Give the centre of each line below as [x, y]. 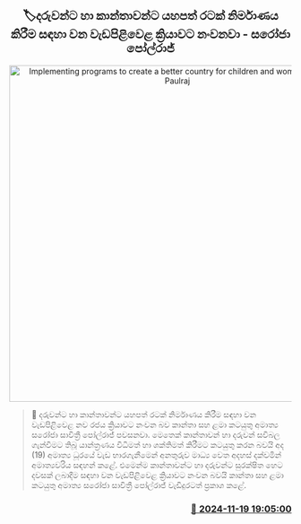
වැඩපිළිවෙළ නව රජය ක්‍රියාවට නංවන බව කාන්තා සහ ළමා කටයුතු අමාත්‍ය [155, 424]
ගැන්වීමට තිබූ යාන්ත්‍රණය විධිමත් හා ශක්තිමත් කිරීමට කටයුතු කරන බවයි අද [157, 444]
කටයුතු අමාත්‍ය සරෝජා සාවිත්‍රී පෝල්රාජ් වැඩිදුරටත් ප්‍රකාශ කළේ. [139, 485]
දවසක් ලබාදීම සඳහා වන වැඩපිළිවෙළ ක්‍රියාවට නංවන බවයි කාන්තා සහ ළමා [157, 475]
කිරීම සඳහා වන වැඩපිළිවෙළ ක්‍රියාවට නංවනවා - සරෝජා [150, 35]
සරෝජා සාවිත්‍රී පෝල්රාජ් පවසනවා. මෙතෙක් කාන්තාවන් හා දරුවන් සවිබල [155, 434]
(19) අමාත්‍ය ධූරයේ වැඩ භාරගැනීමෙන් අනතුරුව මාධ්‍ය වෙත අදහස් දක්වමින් [156, 454]
